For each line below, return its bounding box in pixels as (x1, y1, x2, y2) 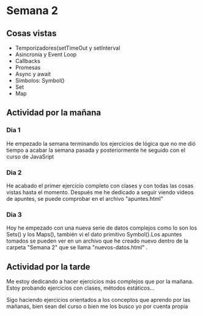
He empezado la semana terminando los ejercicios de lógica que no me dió (6, 140, 196, 147)
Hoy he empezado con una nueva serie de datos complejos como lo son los (6, 224, 197, 231)
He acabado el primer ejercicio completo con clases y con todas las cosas (6, 182, 194, 189)
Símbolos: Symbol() (15, 77, 65, 84)
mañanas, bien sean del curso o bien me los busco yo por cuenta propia (6, 303, 188, 310)
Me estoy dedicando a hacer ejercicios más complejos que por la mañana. (6, 278, 194, 285)
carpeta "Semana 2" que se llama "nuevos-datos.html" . (6, 244, 148, 251)
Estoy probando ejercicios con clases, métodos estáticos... (6, 284, 155, 292)
